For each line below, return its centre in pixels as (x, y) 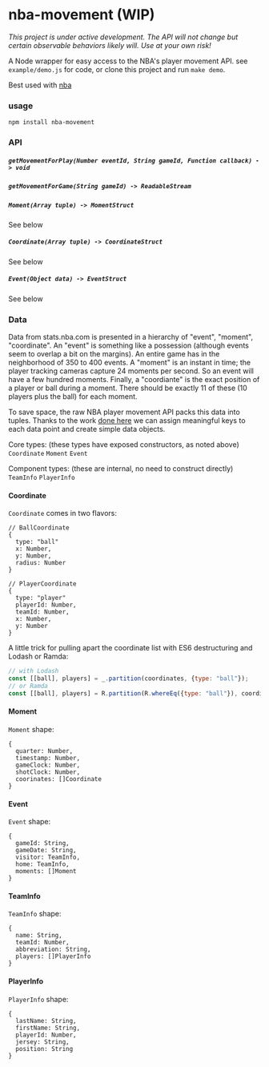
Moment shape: (31, 730)
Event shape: (30, 822)
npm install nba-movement (51, 123)
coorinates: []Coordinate (59, 779)
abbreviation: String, (53, 950)
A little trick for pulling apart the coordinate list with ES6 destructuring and (130, 648)
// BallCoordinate (39, 528)
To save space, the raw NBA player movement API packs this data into (124, 412)
